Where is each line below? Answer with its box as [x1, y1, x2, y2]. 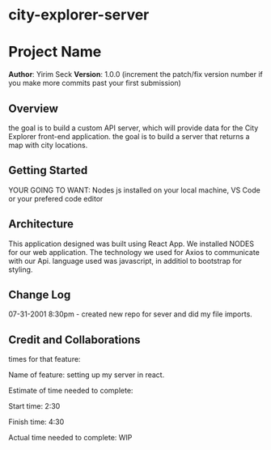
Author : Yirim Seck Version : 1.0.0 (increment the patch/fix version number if [8, 70, 263, 79]
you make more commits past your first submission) [8, 79, 182, 88]
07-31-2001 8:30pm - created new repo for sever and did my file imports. [8, 309, 252, 319]
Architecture [8, 217, 74, 231]
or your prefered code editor [8, 193, 104, 203]
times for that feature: [8, 354, 81, 364]
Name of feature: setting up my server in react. [8, 370, 165, 380]
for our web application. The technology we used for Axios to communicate [8, 247, 260, 257]
